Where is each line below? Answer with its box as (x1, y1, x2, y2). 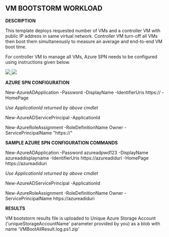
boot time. (5, 43, 27, 50)
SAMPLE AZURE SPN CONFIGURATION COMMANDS (5, 140, 118, 146)
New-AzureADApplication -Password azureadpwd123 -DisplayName (5, 149, 149, 155)
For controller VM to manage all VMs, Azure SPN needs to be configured (5, 54, 158, 60)
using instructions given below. (5, 59, 70, 65)
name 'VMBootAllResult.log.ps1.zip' (5, 226, 80, 232)
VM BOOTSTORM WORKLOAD (5, 4, 103, 13)
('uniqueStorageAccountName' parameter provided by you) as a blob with (5, 220, 160, 226)
